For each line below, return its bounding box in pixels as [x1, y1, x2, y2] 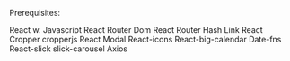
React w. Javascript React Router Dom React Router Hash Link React [9, 25, 263, 34]
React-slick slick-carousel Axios [9, 43, 128, 54]
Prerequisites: [9, 8, 61, 18]
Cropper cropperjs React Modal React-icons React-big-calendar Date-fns [9, 34, 282, 44]
